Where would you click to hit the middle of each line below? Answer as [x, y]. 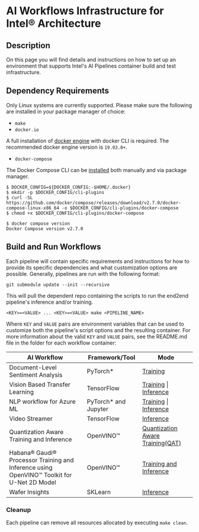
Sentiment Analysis [36, 375]
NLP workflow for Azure [42, 402]
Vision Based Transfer [40, 384]
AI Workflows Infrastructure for [85, 11]
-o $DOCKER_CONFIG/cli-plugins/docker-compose [120, 208]
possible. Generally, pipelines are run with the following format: [83, 273]
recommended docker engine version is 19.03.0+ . [67, 147]
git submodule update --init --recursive [58, 285]
